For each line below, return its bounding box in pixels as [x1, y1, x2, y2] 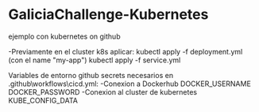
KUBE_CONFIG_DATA [8, 95, 78, 105]
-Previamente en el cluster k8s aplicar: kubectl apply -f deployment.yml [8, 47, 243, 56]
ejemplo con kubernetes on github [8, 32, 121, 41]
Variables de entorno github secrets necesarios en [8, 70, 173, 80]
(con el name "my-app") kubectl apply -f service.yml [8, 55, 181, 65]
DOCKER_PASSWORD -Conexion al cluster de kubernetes [8, 87, 197, 96]
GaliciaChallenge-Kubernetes [8, 6, 209, 24]
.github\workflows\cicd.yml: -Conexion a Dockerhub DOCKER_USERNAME [8, 79, 252, 88]
